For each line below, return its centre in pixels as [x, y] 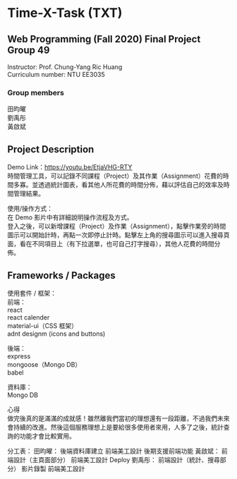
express [19, 356]
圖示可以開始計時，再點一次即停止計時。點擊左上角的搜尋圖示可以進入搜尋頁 [119, 235]
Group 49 [29, 50]
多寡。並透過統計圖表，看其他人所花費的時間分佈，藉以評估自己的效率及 [118, 185]
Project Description [51, 149]
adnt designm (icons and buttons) [56, 334]
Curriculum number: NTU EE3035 [56, 74]
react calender [29, 317]
